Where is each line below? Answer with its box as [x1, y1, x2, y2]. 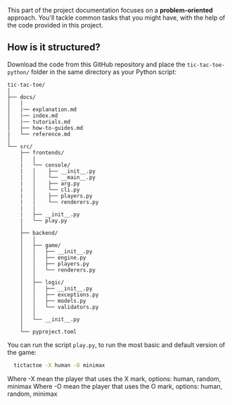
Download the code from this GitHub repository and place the [7, 60, 186, 68]
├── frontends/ [20, 149, 65, 156]
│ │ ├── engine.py [20, 254, 86, 261]
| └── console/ [20, 162, 71, 169]
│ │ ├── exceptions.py [20, 291, 99, 298]
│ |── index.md [7, 112, 58, 119]
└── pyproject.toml [20, 328, 77, 335]
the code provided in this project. [7, 21, 103, 29]
